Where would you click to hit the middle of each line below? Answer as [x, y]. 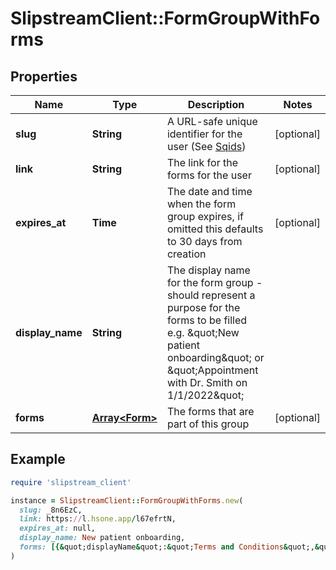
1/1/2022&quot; [205, 395]
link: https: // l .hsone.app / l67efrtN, [98, 519]
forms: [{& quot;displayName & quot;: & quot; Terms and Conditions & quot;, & [169, 547]
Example [38, 459]
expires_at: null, [58, 528]
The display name [208, 270]
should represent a [211, 295]
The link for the [202, 162]
